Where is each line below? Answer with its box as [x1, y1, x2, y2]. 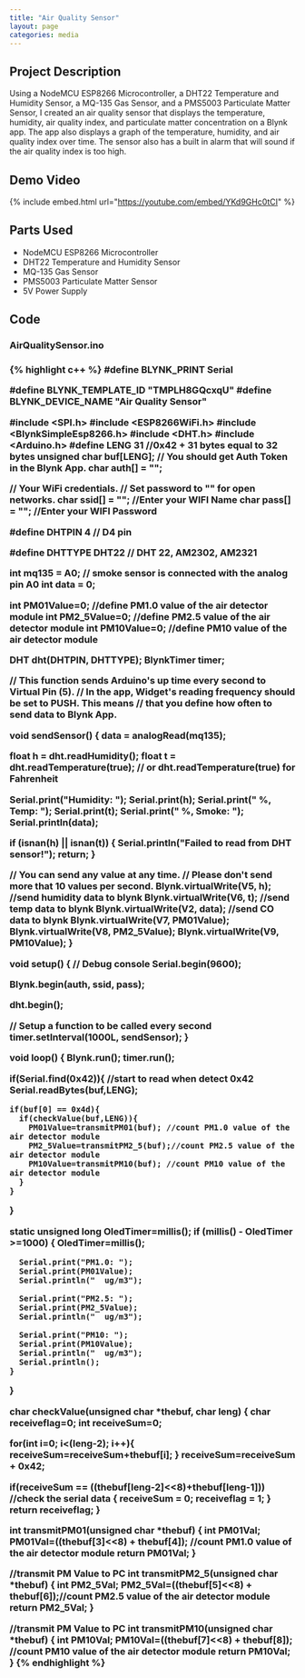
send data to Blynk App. [9, 708, 118, 721]
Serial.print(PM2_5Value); [18, 1303, 139, 1313]
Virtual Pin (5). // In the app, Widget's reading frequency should [9, 685, 296, 698]
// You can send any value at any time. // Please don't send [9, 869, 273, 882]
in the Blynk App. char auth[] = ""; [9, 461, 163, 474]
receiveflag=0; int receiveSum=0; [9, 1416, 162, 1429]
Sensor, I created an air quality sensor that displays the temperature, [9, 107, 266, 118]
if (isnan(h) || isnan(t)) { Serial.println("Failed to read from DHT [9, 836, 292, 849]
